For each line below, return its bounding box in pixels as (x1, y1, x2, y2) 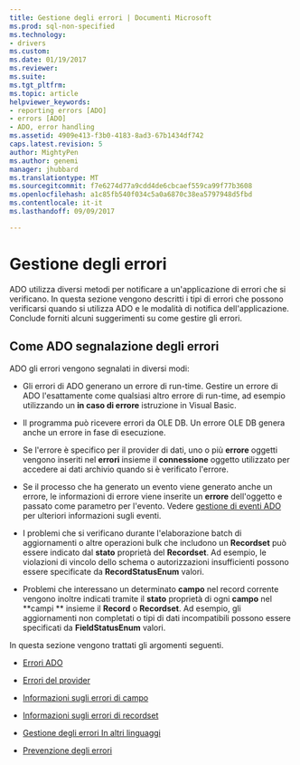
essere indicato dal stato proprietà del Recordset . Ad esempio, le (22, 547, 267, 558)
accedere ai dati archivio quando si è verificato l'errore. (22, 464, 229, 474)
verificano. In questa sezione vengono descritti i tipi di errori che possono (9, 293, 284, 304)
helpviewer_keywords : (9, 97, 91, 107)
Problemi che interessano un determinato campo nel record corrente (22, 583, 279, 594)
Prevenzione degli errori (22, 744, 113, 756)
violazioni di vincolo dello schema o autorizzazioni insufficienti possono (22, 556, 289, 567)
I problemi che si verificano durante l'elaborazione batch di (22, 527, 242, 539)
